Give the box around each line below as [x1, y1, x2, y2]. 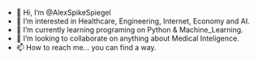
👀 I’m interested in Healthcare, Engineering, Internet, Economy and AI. [15, 16, 250, 26]
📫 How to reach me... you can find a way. [15, 43, 157, 52]
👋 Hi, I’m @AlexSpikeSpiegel [15, 8, 111, 17]
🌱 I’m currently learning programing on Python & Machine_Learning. [15, 25, 243, 34]
